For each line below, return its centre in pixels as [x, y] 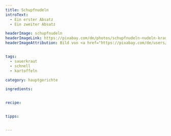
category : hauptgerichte [32, 80]
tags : [11, 57]
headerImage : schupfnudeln [34, 34]
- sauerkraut [24, 61]
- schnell [20, 66]
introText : [17, 15]
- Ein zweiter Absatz [33, 24]
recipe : [13, 103]
